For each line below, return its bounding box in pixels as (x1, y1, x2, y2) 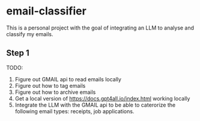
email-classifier (6, 4, 87, 18)
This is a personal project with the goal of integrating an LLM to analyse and (6, 24, 194, 31)
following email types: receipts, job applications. (14, 107, 135, 115)
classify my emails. (6, 30, 53, 37)
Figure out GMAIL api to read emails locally (14, 75, 122, 82)
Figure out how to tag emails (14, 82, 86, 89)
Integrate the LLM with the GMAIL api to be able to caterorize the (14, 101, 176, 108)
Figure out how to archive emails (14, 88, 96, 96)
